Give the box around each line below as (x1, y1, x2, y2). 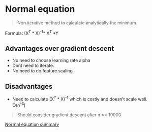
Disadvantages (5, 82, 53, 91)
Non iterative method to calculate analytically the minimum (17, 20, 136, 26)
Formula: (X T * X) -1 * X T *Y (5, 29, 59, 36)
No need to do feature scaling (12, 68, 73, 74)
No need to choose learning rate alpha (12, 58, 91, 64)
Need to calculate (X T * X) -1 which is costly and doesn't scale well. (12, 95, 148, 102)
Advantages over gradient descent (5, 44, 114, 53)
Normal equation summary (5, 121, 59, 127)
